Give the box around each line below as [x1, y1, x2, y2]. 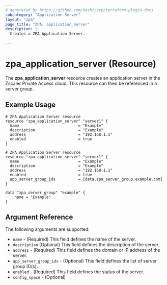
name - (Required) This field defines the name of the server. [12, 236, 136, 243]
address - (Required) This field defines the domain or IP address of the [12, 247, 160, 253]
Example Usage [5, 101, 56, 109]
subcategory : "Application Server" [5, 12, 81, 17]
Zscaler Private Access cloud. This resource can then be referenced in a [5, 80, 157, 86]
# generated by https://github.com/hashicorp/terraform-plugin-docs [5, 7, 154, 13]
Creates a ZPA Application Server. [10, 31, 86, 36]
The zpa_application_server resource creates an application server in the [5, 75, 160, 81]
